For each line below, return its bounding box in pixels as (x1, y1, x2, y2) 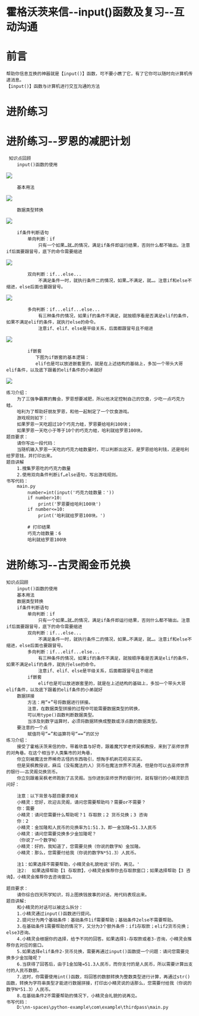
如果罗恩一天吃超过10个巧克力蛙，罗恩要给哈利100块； (17, 421, 132, 428)
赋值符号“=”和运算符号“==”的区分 (27, 731, 100, 737)
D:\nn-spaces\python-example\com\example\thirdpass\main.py (17, 1005, 169, 1011)
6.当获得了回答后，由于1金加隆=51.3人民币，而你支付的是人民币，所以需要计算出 (17, 961, 189, 967)
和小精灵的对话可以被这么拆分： (17, 904, 84, 911)
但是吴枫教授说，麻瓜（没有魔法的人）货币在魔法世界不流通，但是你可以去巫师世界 (17, 763, 189, 769)
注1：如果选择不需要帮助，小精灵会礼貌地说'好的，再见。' (17, 862, 140, 867)
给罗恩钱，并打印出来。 (6, 453, 55, 459)
